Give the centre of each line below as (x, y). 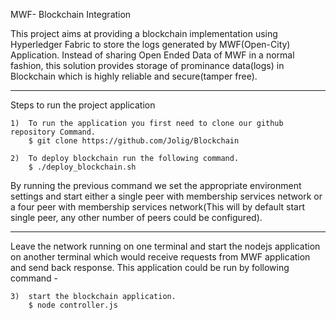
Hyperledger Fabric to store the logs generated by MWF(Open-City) (150, 44)
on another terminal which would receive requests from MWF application (160, 257)
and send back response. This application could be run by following (150, 267)
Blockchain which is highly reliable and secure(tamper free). (134, 76)
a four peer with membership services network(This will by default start (157, 207)
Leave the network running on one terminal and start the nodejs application (165, 246)
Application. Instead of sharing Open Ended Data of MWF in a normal (152, 55)
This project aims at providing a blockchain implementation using (144, 33)
